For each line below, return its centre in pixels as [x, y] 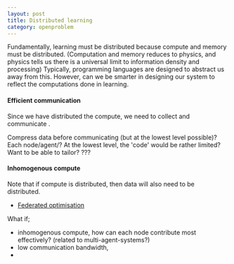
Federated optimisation [51, 205]
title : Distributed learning [50, 20]
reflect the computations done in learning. [68, 84]
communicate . [29, 123]
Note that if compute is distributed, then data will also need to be [101, 184]
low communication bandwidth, [63, 247]
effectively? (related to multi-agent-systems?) [84, 239]
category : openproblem [40, 27]
